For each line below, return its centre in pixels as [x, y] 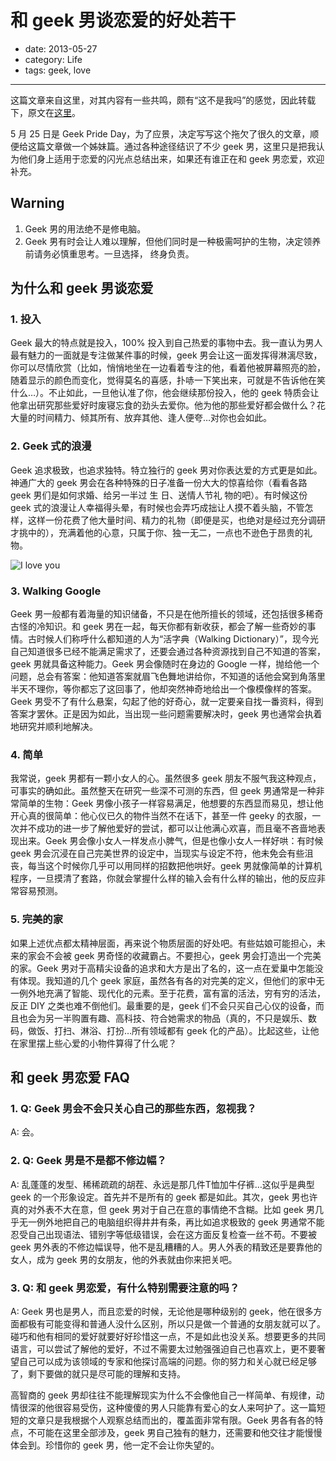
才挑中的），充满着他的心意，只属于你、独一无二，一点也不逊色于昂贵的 [157, 532]
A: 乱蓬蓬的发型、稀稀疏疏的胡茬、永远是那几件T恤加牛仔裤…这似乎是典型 [162, 1184]
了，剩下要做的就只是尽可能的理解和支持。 [98, 1373]
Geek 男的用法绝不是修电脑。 [85, 228]
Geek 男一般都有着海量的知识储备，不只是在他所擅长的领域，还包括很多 [158, 614]
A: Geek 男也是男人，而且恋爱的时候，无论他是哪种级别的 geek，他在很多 [162, 1311]
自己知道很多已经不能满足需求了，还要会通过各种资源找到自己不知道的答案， [168, 652]
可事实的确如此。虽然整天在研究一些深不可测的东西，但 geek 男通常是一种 [163, 791]
